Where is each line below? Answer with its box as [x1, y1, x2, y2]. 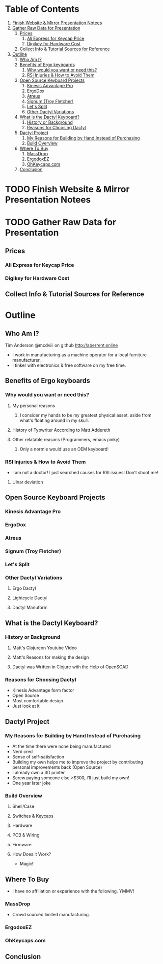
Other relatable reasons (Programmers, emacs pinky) [12, 436, 120, 442]
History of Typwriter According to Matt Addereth [12, 427, 110, 433]
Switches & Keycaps [12, 813, 54, 819]
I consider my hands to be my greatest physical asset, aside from [19, 412, 152, 418]
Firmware [12, 842, 32, 848]
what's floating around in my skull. [19, 417, 89, 423]
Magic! [19, 861, 34, 867]
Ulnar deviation [12, 479, 43, 485]
